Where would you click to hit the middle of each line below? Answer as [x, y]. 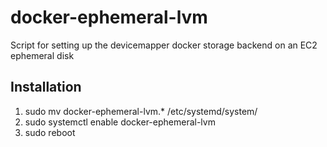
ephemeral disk [42, 55]
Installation [46, 87]
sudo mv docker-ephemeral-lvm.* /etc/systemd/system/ [141, 111]
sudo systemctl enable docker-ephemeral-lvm [120, 122]
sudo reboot [50, 132]
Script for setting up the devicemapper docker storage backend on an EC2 [164, 45]
